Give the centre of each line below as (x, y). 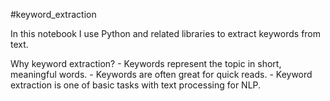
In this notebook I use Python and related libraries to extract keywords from (166, 33)
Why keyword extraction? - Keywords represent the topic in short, (146, 63)
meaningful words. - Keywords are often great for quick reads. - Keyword (161, 74)
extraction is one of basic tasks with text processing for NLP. (136, 85)
